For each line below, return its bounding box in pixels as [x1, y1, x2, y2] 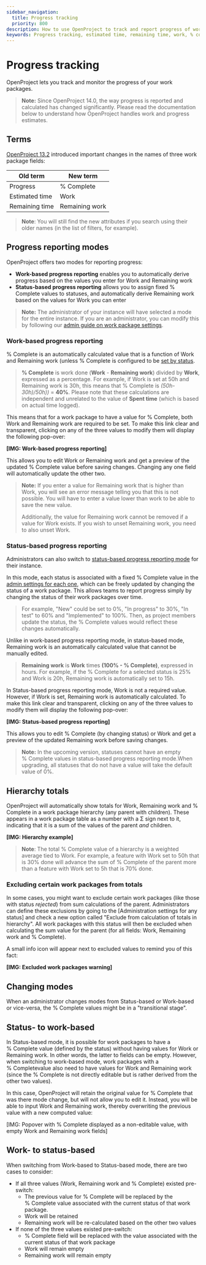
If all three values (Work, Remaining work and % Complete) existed [15, 1180, 185, 1187]
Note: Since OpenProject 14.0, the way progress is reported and [21, 97, 183, 104]
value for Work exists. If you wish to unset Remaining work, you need [21, 519, 196, 527]
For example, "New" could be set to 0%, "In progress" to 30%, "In [21, 605, 189, 613]
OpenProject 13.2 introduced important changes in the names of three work [6, 150, 197, 158]
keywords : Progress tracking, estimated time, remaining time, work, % [6, 32, 193, 38]
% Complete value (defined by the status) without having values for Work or [6, 1045, 199, 1053]
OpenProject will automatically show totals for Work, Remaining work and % [6, 802, 198, 810]
